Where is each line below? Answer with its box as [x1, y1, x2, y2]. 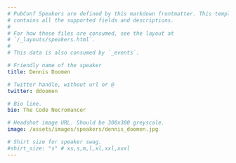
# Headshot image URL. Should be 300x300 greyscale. [7, 120, 165, 127]
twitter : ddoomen [7, 87, 58, 94]
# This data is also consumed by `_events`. [7, 50, 140, 57]
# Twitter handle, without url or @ [7, 81, 114, 88]
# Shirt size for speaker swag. [7, 139, 102, 146]
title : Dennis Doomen [7, 68, 71, 76]
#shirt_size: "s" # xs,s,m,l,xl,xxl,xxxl [7, 145, 131, 152]
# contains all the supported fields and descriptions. [7, 17, 174, 24]
